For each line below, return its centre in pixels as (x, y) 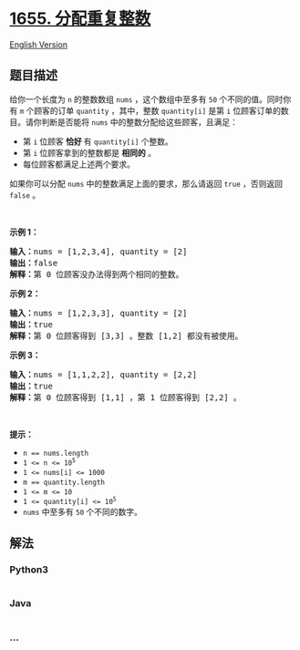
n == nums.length (56, 453)
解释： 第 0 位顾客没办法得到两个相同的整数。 (97, 274)
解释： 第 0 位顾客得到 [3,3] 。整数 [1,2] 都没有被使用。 (126, 335)
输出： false (34, 263)
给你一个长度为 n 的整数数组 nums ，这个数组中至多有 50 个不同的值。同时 (146, 99)
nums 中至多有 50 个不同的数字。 (83, 511)
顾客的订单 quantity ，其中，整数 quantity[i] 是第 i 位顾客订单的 (157, 110)
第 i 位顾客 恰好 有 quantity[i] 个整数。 (98, 141)
